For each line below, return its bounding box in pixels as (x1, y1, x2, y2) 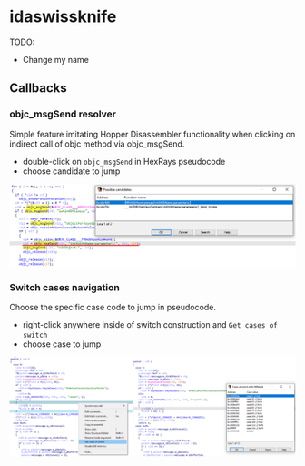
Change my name (22, 54, 89, 65)
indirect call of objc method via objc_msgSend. (9, 138, 185, 149)
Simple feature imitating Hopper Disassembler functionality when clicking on (9, 128, 296, 139)
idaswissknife (9, 6, 117, 27)
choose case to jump (22, 339, 102, 349)
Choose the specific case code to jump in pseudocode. (9, 302, 216, 313)
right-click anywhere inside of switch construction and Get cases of (22, 319, 279, 330)
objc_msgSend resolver (9, 107, 116, 120)
